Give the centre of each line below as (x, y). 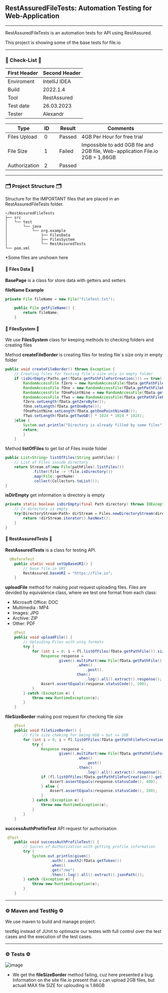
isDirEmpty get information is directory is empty (55, 495)
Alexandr (53, 114)
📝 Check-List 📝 (23, 60)
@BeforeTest (22, 559)
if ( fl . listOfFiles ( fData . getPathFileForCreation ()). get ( (102, 777)
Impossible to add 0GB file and (118, 145)
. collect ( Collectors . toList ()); (65, 481)
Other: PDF (24, 623)
